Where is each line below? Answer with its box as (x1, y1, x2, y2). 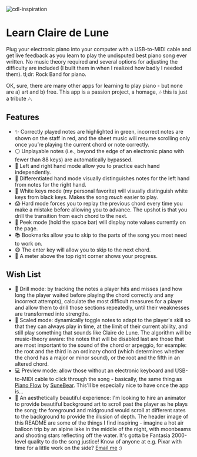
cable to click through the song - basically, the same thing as (34, 375, 182, 382)
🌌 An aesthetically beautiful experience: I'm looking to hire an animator (14, 394, 186, 401)
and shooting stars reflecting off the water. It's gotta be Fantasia (14, 432, 171, 439)
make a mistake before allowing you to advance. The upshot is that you (14, 206, 188, 213)
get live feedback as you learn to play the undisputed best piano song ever (6, 52, 187, 59)
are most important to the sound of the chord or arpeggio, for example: (14, 342, 187, 349)
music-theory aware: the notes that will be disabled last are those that (14, 335, 184, 342)
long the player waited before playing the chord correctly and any (14, 292, 173, 299)
